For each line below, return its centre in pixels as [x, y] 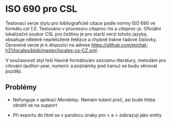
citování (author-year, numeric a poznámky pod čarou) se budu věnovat [81, 66]
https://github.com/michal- [120, 45]
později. [14, 71]
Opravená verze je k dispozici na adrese [48, 45]
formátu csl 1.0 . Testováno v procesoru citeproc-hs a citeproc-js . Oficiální [83, 28]
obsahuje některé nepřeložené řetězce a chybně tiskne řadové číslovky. [81, 39]
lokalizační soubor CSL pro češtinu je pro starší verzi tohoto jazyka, [77, 34]
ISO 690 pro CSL [41, 9]
